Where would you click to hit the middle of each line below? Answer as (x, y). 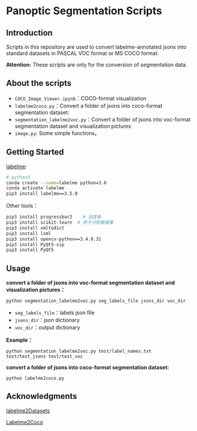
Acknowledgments (42, 396)
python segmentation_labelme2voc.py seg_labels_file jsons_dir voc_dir (96, 301)
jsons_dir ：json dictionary (47, 320)
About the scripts (39, 83)
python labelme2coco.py (35, 378)
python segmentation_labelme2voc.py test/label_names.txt (79, 351)
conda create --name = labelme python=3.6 (57, 183)
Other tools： (22, 206)
